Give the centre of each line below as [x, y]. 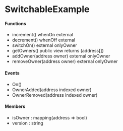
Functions [15, 23]
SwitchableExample [47, 9]
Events [12, 73]
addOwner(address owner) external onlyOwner [61, 56]
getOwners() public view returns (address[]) [58, 51]
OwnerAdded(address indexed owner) [52, 90]
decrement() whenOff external [44, 40]
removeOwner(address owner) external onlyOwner [65, 61]
